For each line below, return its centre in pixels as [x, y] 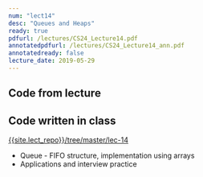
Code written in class [62, 120]
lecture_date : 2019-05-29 [51, 61]
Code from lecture [55, 93]
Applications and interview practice [79, 164]
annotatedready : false [46, 53]
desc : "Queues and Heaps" [51, 23]
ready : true [28, 31]
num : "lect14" [32, 16]
